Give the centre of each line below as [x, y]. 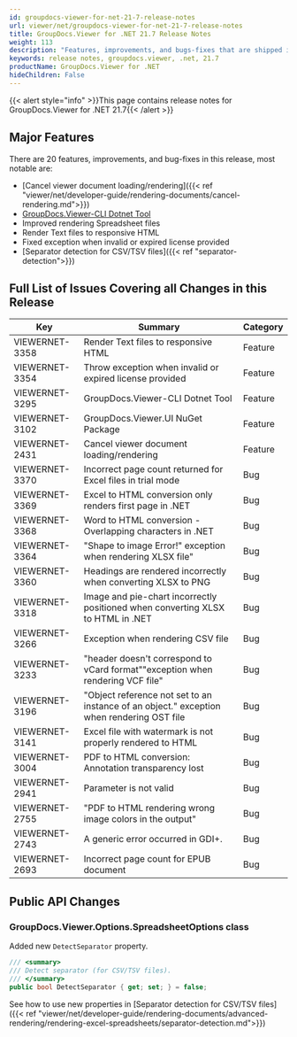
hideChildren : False [47, 75]
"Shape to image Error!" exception [155, 546]
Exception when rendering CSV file [156, 638]
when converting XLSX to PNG [147, 583]
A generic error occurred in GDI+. [153, 840]
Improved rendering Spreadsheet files [91, 223]
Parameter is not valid [129, 788]
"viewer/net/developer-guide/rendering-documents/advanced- [153, 1013]
